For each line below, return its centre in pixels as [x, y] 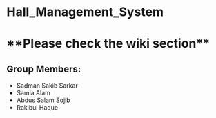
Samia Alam [33, 93]
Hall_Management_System [85, 12]
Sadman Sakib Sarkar [47, 86]
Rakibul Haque [37, 108]
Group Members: [44, 69]
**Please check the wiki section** [108, 44]
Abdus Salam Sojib [43, 100]
